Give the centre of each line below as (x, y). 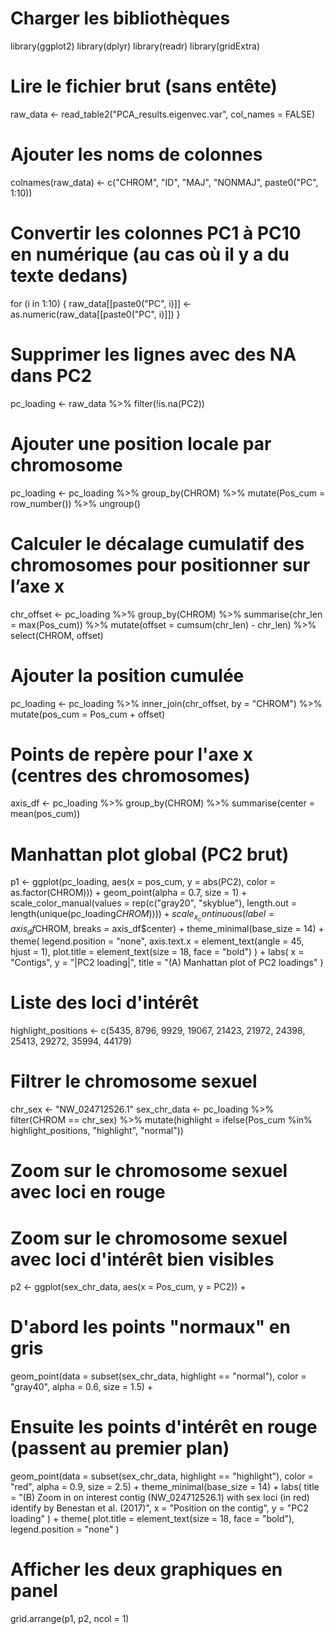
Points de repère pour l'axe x (132, 754)
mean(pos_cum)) (45, 814)
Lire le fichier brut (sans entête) (144, 86)
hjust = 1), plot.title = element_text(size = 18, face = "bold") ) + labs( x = (157, 952)
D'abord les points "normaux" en (150, 1327)
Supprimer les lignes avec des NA (153, 354)
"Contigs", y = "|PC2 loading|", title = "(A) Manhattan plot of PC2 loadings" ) (167, 963)
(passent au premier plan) (120, 1448)
